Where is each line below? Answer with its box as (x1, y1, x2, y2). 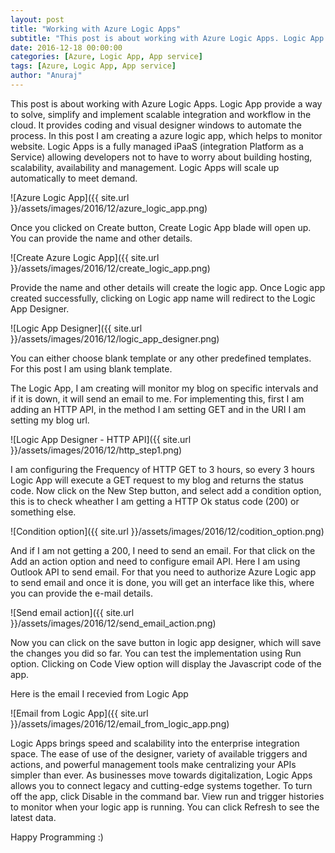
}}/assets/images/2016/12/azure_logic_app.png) (10, 202, 208, 214)
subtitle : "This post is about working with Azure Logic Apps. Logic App (10, 33, 325, 43)
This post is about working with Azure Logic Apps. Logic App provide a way (10, 97, 323, 110)
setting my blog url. (10, 414, 90, 426)
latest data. (10, 811, 57, 823)
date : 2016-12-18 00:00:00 (10, 42, 123, 53)
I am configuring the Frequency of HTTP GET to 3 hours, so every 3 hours (10, 463, 315, 475)
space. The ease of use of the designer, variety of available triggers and (10, 747, 308, 760)
